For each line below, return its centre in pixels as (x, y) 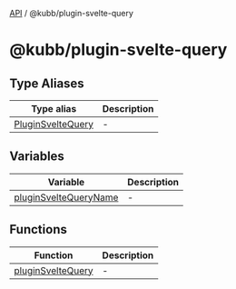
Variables (37, 157)
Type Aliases (47, 83)
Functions (39, 229)
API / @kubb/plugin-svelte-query (72, 13)
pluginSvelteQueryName (66, 197)
